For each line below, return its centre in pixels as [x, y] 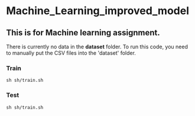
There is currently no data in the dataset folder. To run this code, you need [97, 47]
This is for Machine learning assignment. [83, 33]
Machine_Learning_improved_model [97, 11]
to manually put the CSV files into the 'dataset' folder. [71, 53]
